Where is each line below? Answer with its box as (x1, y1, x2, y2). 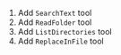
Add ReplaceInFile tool (17, 35, 105, 46)
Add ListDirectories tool (17, 27, 112, 36)
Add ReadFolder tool (17, 17, 92, 27)
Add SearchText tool (17, 8, 92, 18)
